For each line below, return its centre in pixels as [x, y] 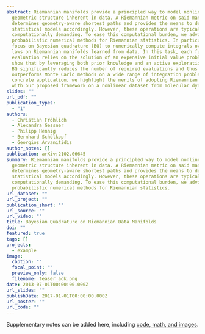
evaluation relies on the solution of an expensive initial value [98, 57]
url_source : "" [26, 211]
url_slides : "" [26, 290]
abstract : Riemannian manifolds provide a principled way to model [94, 12]
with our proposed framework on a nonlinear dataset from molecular [101, 86]
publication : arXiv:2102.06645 [46, 154]
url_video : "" [24, 216]
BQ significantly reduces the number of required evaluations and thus [105, 69]
